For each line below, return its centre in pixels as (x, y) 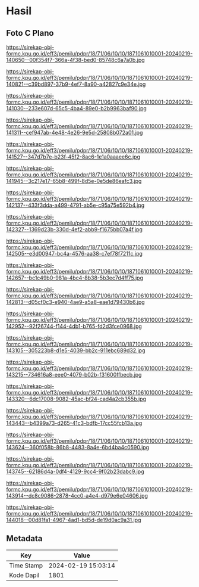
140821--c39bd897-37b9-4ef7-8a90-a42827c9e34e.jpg (76, 84)
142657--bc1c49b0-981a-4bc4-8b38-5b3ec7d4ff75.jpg (75, 278)
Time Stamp (26, 566)
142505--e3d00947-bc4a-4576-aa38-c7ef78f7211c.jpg (74, 254)
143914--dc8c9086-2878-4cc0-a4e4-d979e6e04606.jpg (77, 496)
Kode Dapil (24, 575)
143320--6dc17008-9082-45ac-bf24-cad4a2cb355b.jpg (76, 399)
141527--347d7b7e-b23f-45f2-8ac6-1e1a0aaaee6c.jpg (73, 157)
